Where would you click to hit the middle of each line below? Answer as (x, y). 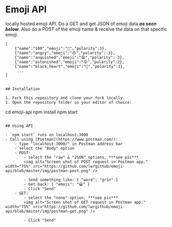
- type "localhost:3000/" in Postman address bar (69, 144)
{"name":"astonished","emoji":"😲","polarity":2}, (70, 62)
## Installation (23, 89)
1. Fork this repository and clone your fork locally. (65, 98)
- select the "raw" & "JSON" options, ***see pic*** (81, 157)
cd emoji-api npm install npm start (42, 112)
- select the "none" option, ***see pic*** (71, 198)
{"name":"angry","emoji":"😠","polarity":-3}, (65, 53)
